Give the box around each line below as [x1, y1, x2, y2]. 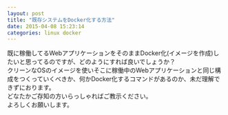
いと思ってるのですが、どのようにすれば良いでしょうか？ [12, 58, 176, 66]
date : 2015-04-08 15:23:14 [7, 23, 85, 30]
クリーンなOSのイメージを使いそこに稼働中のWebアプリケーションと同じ [7, 66, 216, 74]
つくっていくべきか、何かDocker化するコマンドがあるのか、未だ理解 [19, 75, 215, 83]
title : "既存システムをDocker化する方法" [7, 17, 115, 23]
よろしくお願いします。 [7, 101, 74, 109]
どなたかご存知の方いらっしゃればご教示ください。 [7, 92, 152, 101]
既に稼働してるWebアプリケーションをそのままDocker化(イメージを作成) [7, 49, 214, 57]
